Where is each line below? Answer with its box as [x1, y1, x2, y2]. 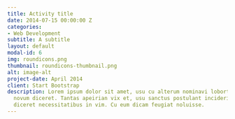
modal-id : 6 [7, 50, 42, 57]
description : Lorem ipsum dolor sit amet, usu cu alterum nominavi [7, 88, 208, 95]
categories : [7, 23, 42, 30]
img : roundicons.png [7, 56, 68, 63]
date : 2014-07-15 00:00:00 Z [7, 17, 92, 24]
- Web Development [7, 29, 61, 37]
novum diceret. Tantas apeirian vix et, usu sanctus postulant [13, 95, 201, 102]
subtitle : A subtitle [7, 36, 71, 43]
